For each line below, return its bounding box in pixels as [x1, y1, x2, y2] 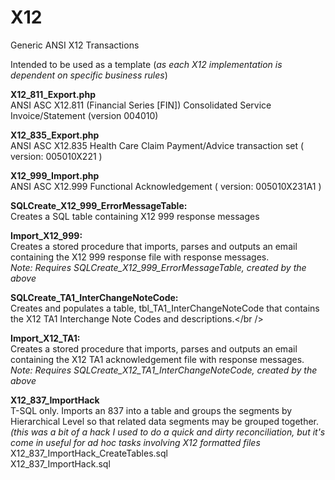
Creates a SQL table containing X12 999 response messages [10, 210, 260, 222]
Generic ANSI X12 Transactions [10, 39, 140, 51]
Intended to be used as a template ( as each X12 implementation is [10, 58, 283, 70]
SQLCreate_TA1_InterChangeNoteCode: [10, 291, 179, 303]
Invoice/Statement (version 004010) [10, 109, 159, 121]
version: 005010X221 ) [10, 150, 103, 162]
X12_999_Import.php [10, 169, 100, 181]
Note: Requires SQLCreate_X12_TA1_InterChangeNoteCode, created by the [10, 364, 318, 376]
